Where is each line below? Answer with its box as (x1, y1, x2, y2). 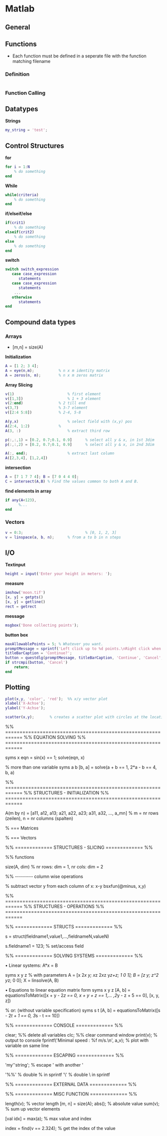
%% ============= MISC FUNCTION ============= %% (5, 1091, 138, 1097)
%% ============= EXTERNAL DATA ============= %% (5, 1082, 137, 1088)
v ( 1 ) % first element (5, 391, 101, 396)
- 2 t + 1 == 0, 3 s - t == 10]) (5, 1013, 60, 1019)
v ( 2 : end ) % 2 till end (5, 400, 85, 406)
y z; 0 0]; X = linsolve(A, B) (5, 977, 59, 984)
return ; (14, 665, 30, 670)
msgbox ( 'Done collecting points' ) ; (5, 623, 79, 628)
